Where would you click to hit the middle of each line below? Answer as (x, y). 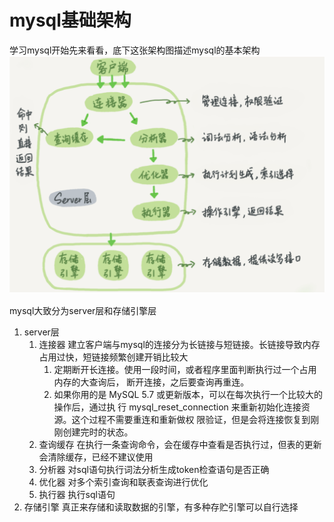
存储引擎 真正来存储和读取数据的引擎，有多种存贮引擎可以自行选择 (161, 507)
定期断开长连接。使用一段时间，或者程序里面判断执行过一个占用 (185, 370)
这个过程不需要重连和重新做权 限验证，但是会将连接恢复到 (191, 420)
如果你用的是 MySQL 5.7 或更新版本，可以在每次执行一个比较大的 (188, 395)
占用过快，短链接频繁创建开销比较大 (113, 357)
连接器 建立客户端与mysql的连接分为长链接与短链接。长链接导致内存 (179, 345)
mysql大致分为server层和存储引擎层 (83, 311)
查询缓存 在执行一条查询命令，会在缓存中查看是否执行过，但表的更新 (180, 445)
